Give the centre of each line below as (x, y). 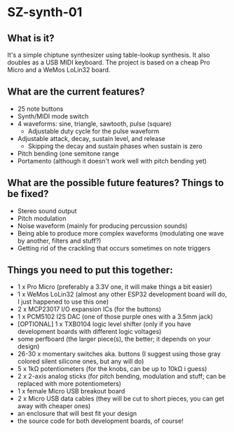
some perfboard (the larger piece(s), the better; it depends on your (114, 339)
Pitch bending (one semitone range (68, 153)
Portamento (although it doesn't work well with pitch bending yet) (112, 161)
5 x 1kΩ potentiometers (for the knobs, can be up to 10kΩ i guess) (112, 369)
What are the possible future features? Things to (116, 183)
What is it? (31, 38)
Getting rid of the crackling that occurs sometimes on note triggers (114, 248)
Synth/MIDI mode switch (53, 116)
